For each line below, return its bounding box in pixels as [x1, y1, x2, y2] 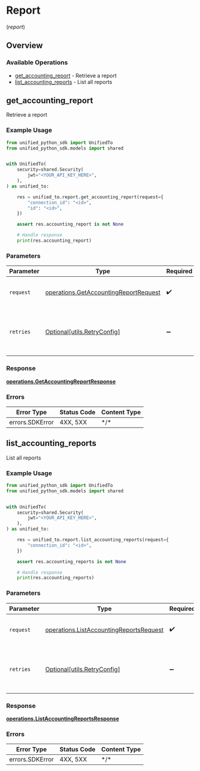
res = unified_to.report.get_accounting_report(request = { [17, 194, 164, 200]
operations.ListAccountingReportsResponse [6, 715, 120, 722]
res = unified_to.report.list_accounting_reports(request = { [17, 537, 169, 543]
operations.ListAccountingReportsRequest [45, 626, 164, 634]
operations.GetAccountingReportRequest [45, 288, 161, 296]
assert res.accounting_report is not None [17, 221, 124, 227]
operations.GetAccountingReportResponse [6, 377, 116, 385]
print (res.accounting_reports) [17, 575, 95, 581]
